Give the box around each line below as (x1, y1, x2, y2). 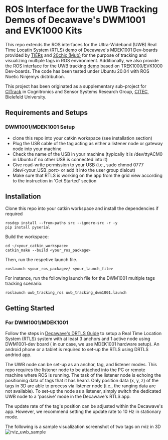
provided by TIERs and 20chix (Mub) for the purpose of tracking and (5, 52, 147, 58)
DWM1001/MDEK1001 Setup (5, 124, 75, 131)
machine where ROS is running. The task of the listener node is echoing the (5, 372, 161, 378)
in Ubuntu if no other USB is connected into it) (12, 156, 108, 162)
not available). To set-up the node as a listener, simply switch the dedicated (5, 388, 161, 394)
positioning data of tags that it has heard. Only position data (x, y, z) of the (5, 378, 159, 384)
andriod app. (5, 352, 32, 358)
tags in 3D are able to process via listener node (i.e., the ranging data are (5, 383, 156, 389)
